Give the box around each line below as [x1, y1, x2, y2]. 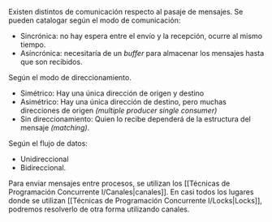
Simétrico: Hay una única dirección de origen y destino [19, 88, 205, 98]
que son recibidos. [19, 57, 83, 66]
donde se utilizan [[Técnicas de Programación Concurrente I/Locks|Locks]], [8, 196, 262, 205]
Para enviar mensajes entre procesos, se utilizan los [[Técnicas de [8, 178, 231, 188]
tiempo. [19, 40, 46, 49]
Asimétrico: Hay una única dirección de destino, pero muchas [19, 97, 227, 106]
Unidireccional [19, 154, 69, 164]
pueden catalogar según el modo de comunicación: [8, 15, 181, 25]
